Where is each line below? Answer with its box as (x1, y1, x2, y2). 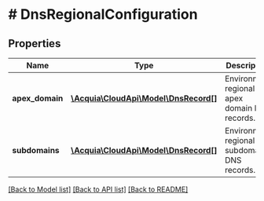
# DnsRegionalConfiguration (8, 5, 198, 24)
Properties (8, 37, 61, 50)
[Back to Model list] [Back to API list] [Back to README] (8, 185, 189, 194)
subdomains (12, 145, 60, 155)
